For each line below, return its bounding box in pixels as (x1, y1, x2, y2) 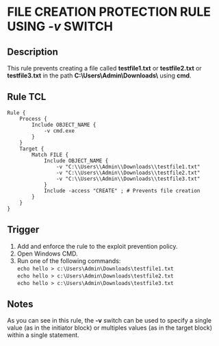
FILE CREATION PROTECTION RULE (7, 4, 211, 20)
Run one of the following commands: (16, 256, 121, 264)
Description (7, 46, 58, 58)
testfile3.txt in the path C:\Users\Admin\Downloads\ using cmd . (7, 71, 192, 79)
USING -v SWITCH (7, 18, 113, 34)
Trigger (7, 224, 40, 236)
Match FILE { (31, 151, 69, 158)
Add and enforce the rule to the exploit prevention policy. (16, 242, 178, 250)
